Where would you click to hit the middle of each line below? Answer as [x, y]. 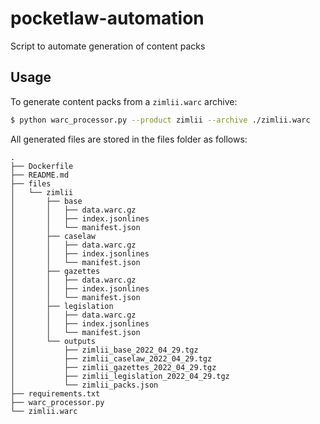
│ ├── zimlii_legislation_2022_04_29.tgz [120, 376]
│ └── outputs [53, 341]
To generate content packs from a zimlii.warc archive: [124, 101]
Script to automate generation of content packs [108, 46]
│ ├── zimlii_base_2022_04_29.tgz [104, 350]
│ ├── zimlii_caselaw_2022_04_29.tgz [111, 358]
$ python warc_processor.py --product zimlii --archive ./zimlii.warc [160, 120]
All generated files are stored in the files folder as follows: [129, 139]
